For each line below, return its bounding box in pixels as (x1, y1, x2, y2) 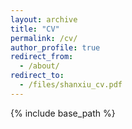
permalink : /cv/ (10, 33, 78, 43)
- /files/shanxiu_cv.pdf (19, 80, 123, 90)
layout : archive (10, 14, 78, 25)
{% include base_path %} (10, 107, 116, 119)
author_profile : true (10, 42, 101, 53)
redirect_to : (10, 71, 65, 81)
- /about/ (19, 61, 60, 71)
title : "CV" (10, 24, 60, 34)
